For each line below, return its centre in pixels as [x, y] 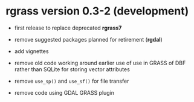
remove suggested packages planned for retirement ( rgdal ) [88, 39]
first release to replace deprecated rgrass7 [68, 28]
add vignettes [31, 51]
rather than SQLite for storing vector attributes [72, 69]
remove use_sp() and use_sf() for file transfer [72, 81]
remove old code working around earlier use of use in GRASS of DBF [100, 63]
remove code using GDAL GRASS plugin [64, 92]
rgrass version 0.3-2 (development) [97, 11]
